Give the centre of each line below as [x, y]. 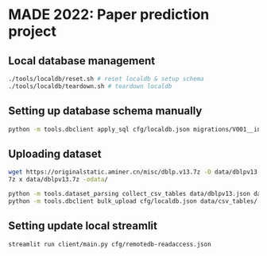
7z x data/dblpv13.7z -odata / [58, 180]
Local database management [82, 61]
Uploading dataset [55, 153]
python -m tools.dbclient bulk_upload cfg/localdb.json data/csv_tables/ [133, 201]
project [33, 31]
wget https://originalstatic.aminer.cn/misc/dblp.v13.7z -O [110, 172]
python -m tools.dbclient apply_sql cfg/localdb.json [99, 129]
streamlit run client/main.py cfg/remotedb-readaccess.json [110, 244]
